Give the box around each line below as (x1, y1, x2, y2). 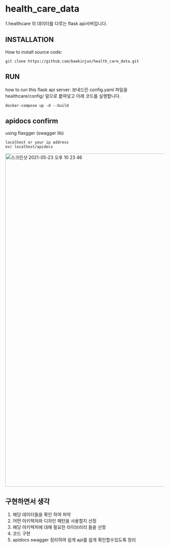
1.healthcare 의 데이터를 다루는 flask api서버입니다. (5, 20, 108, 26)
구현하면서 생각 (5, 497, 50, 505)
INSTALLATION (5, 35, 54, 44)
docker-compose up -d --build (5, 103, 69, 108)
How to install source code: (5, 49, 62, 55)
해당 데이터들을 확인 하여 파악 (12, 512, 71, 518)
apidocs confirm (5, 116, 58, 125)
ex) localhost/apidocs (5, 144, 53, 149)
